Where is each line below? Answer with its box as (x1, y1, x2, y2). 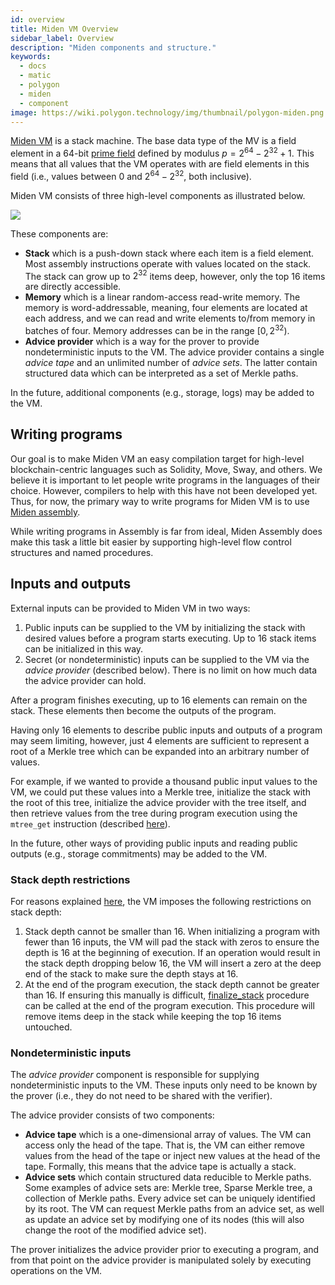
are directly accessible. (24, 281, 122, 293)
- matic (19, 71, 52, 81)
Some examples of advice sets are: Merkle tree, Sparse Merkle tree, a (24, 1182, 313, 1194)
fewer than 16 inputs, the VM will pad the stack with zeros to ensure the (24, 936, 320, 948)
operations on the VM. (10, 1265, 103, 1277)
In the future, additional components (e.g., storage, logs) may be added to (10, 387, 315, 398)
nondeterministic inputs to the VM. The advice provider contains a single (24, 346, 325, 358)
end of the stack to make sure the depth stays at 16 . (24, 967, 239, 980)
